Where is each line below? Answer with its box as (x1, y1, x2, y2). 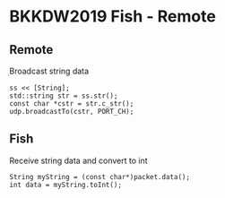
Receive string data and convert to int (9, 155, 148, 166)
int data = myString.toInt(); (9, 180, 123, 189)
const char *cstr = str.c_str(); (9, 99, 134, 108)
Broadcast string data (9, 65, 90, 76)
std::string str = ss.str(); (9, 91, 118, 100)
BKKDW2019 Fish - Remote (9, 6, 217, 27)
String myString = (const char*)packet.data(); (9, 172, 191, 181)
